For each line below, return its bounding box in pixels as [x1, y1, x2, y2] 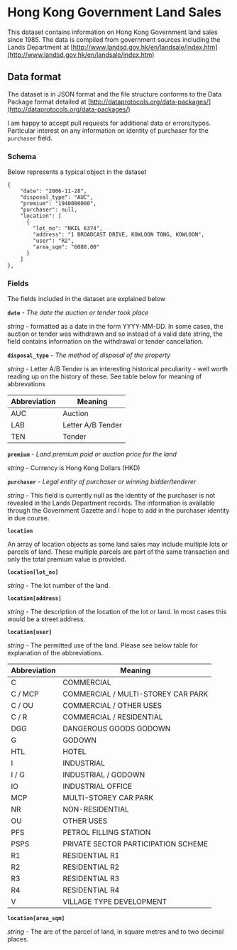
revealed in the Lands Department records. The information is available [7, 498, 215, 508]
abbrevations [7, 380, 46, 388]
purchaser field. [7, 133, 53, 142]
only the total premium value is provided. [7, 555, 126, 564]
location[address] [7, 595, 62, 602]
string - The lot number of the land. [7, 582, 111, 590]
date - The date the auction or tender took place [7, 308, 149, 317]
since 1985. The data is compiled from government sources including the [7, 35, 221, 43]
